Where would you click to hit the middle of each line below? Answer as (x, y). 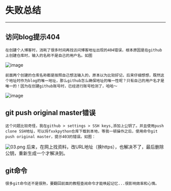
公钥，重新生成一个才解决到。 (36, 153)
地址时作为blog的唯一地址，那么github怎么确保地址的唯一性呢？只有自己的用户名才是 (87, 80)
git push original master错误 (50, 113)
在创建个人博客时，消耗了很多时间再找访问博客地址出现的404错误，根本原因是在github (84, 50)
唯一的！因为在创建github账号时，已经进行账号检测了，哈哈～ (62, 86)
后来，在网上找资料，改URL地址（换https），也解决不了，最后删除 (95, 147)
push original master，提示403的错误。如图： (50, 137)
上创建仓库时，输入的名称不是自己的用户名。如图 (49, 56)
